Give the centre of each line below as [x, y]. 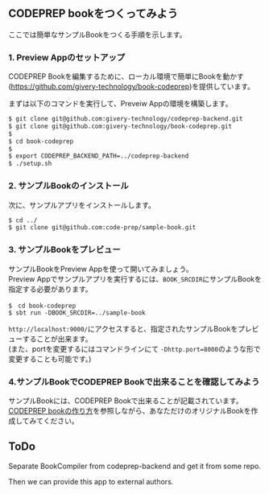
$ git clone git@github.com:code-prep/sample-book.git [102, 228]
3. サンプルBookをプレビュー [64, 249]
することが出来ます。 [57, 339]
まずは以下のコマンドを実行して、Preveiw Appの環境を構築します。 [120, 104]
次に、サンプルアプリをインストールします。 [82, 205]
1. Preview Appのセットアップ [67, 57]
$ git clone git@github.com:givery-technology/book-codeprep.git [120, 126]
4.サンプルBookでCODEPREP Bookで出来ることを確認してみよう [134, 381]
